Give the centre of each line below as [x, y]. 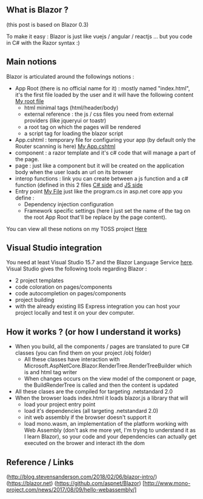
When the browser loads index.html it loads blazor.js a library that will [101, 398]
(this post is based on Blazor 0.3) [48, 24]
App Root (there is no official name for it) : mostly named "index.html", [102, 88]
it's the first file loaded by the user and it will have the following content [104, 95]
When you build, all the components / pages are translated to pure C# [102, 347]
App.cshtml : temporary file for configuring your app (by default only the [105, 139]
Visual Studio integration [54, 248]
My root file [29, 101]
